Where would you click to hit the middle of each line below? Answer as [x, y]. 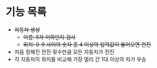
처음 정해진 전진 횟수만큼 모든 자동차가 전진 [64, 51]
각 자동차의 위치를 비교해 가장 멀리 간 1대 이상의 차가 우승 [80, 59]
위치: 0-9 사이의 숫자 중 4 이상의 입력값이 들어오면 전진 [87, 44]
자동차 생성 [27, 30]
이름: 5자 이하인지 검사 [49, 37]
